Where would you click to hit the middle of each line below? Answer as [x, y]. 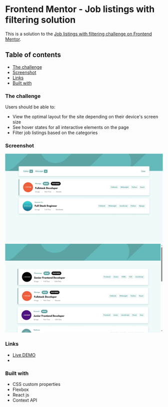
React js [21, 394]
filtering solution [40, 20]
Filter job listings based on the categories [55, 133]
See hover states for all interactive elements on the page [70, 127]
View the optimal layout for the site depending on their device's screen [85, 117]
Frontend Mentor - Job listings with [80, 9]
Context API [25, 400]
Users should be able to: [30, 107]
